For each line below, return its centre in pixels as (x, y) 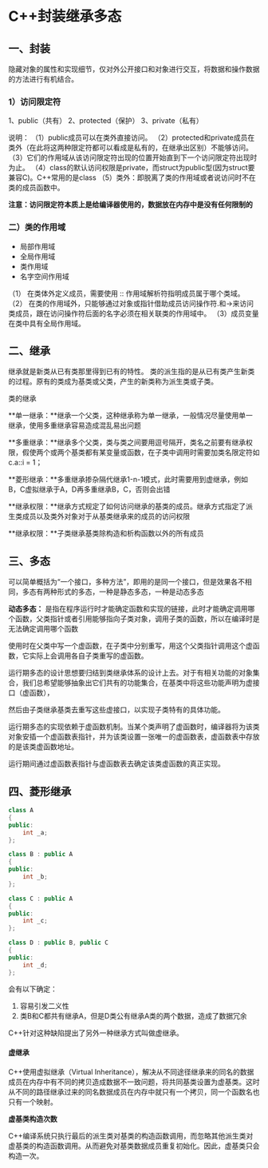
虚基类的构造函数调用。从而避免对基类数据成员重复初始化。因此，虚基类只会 (134, 1146)
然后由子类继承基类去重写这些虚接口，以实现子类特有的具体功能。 (116, 710)
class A (21, 811)
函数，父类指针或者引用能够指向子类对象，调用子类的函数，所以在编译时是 (137, 619)
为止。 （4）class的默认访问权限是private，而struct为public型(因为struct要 (132, 168)
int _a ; (35, 832)
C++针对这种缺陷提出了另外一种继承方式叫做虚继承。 (96, 1033)
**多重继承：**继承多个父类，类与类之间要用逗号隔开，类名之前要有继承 (127, 442)
